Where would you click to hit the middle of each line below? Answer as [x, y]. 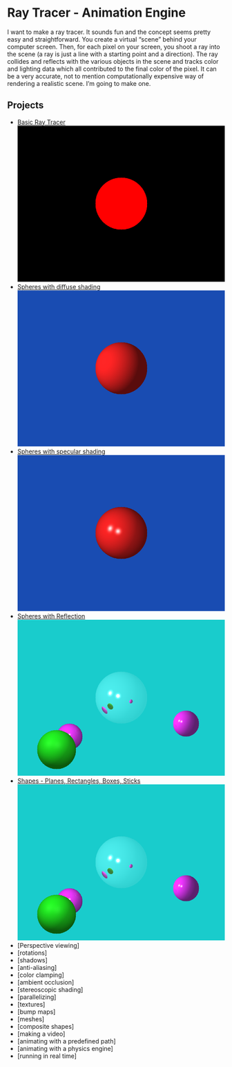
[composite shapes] [46, 1027]
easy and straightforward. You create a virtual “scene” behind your [102, 39]
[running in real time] [47, 1056]
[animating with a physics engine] [65, 1049]
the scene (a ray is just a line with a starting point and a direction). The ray [113, 54]
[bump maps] [36, 1012]
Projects [26, 105]
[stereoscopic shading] [50, 990]
